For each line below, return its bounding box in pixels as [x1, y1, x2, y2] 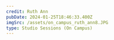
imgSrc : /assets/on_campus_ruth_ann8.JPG [6, 19, 109, 25]
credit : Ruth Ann [6, 8, 49, 15]
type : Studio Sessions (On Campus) [6, 25, 93, 31]
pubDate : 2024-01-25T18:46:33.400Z [6, 14, 93, 20]
